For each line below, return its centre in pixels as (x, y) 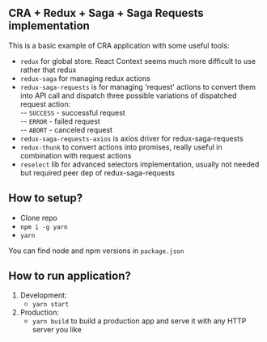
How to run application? (70, 276)
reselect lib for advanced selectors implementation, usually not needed (140, 164)
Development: (43, 295)
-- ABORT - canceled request (66, 129)
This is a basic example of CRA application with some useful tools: (119, 45)
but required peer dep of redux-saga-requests (97, 172)
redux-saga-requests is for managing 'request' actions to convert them (138, 87)
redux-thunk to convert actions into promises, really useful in (121, 147)
